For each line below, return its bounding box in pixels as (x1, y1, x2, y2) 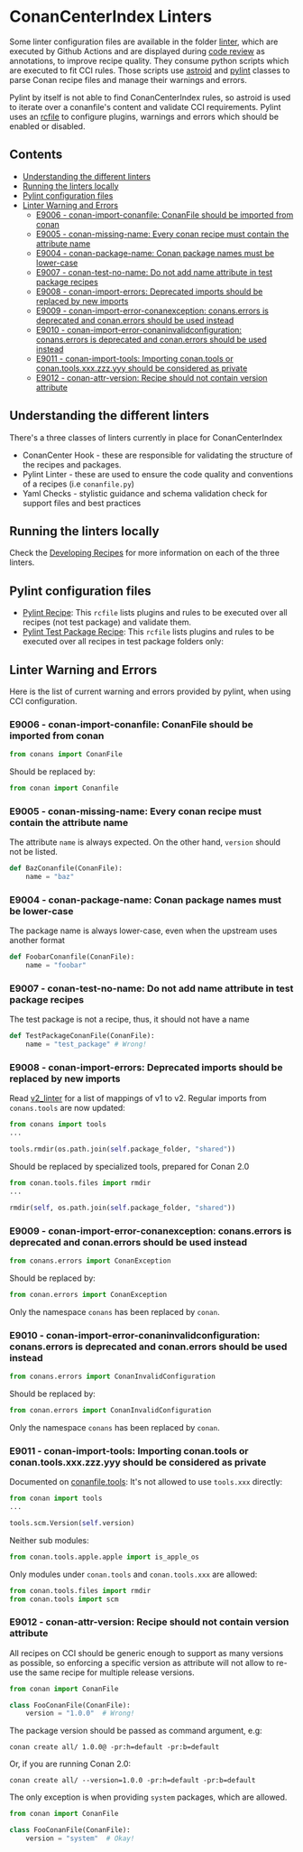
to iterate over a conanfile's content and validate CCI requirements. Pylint (9, 101, 281, 112)
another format (9, 935, 66, 946)
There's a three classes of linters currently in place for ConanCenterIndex (9, 431, 283, 443)
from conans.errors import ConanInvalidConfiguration (9, 1372, 216, 1382)
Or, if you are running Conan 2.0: (9, 1758, 132, 1770)
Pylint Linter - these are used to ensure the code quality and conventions (22, 468, 294, 479)
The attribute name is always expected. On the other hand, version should (9, 837, 281, 847)
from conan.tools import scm (9, 1595, 119, 1604)
